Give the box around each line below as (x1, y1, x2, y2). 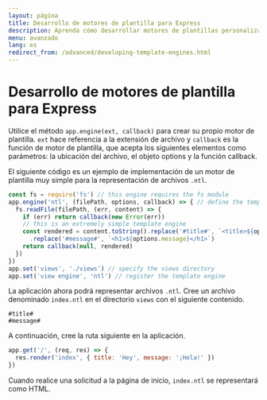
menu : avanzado (8, 33, 59, 42)
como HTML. (8, 384, 52, 394)
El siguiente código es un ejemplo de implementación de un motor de (8, 166, 235, 176)
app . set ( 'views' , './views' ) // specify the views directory (8, 264, 215, 273)
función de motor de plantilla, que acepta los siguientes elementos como (8, 142, 246, 152)
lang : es (8, 41, 37, 49)
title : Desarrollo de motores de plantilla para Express (8, 19, 201, 27)
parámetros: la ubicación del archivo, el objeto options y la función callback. (8, 151, 258, 161)
